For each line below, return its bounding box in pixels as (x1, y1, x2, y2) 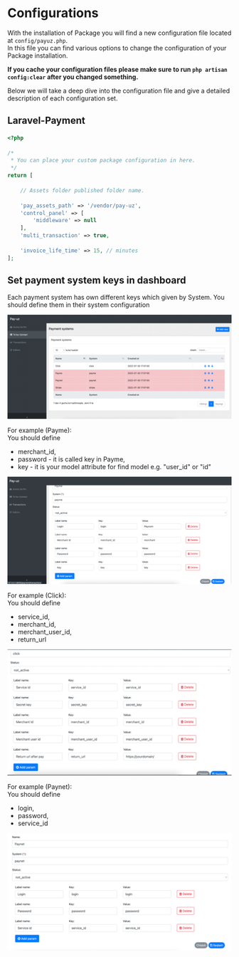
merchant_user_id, (17, 628, 73, 637)
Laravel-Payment (7, 115, 85, 127)
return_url (17, 635, 47, 644)
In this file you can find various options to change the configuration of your (7, 43, 227, 52)
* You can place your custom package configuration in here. (10, 157, 196, 164)
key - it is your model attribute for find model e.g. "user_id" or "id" (17, 462, 211, 471)
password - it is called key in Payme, (17, 454, 126, 464)
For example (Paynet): (7, 783, 73, 791)
